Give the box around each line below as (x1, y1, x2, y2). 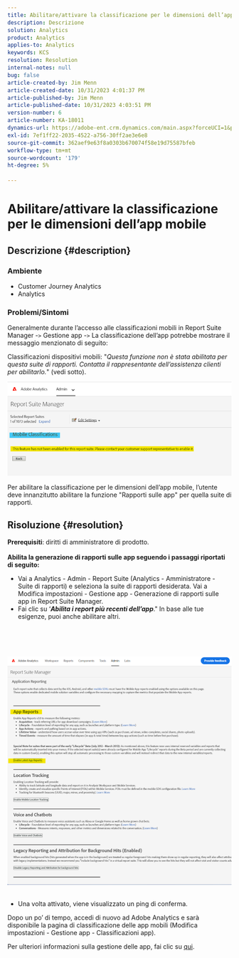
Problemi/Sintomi (7, 307, 69, 317)
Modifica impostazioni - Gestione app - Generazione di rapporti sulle (17, 589, 219, 598)
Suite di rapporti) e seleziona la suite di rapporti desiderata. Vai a (17, 582, 208, 591)
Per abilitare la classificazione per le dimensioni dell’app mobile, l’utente (7, 483, 218, 492)
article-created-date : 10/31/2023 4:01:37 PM (7, 86, 144, 94)
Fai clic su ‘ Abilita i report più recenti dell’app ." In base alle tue (17, 604, 204, 613)
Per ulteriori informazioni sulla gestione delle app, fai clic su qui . (7, 942, 195, 951)
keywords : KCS (7, 49, 50, 56)
